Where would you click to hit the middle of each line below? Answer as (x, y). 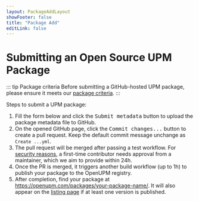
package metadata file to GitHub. (55, 123)
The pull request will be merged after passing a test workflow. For (95, 148)
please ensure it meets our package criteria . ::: (63, 93)
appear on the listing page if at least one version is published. (90, 192)
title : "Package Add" (33, 23)
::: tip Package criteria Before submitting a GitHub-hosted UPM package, (95, 87)
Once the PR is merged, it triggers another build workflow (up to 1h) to (101, 167)
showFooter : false (29, 17)
